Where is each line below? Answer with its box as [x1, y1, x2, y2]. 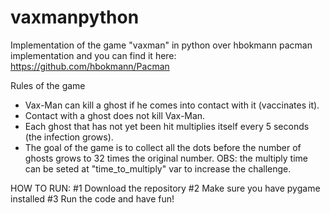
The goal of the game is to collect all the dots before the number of [24, 141, 302, 153]
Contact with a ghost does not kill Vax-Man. [24, 109, 206, 121]
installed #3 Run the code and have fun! [10, 192, 175, 205]
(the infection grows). [24, 131, 114, 143]
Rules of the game [10, 79, 86, 91]
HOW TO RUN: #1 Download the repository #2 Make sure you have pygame [10, 182, 321, 194]
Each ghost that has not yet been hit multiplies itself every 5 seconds [24, 120, 310, 132]
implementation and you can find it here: [10, 49, 177, 61]
